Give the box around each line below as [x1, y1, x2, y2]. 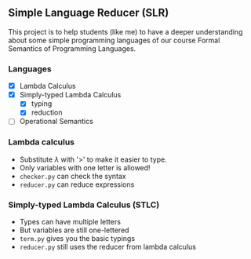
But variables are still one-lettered [19, 225, 129, 235]
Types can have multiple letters [19, 217, 122, 227]
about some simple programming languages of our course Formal [8, 35, 220, 45]
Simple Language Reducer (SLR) [8, 6, 169, 20]
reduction [31, 108, 63, 117]
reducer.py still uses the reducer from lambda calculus [19, 243, 196, 252]
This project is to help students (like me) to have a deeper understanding [8, 27, 243, 36]
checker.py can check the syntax [19, 171, 127, 181]
